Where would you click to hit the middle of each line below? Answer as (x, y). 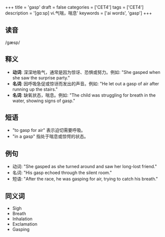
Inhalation (22, 219)
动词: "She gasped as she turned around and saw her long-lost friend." (84, 167)
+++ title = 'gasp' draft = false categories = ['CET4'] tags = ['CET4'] (74, 7)
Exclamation (25, 224)
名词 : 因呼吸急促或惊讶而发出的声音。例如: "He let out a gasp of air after (86, 83)
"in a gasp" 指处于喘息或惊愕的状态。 (50, 136)
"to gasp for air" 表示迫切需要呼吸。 (49, 130)
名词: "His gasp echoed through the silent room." (62, 173)
